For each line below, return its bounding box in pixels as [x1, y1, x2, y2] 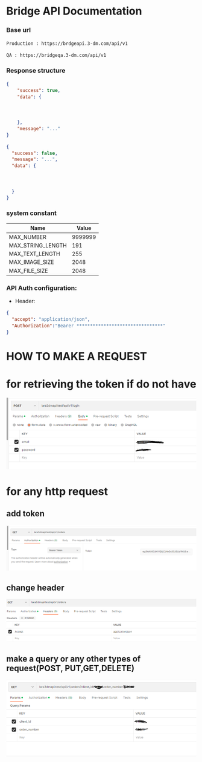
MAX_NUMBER [8, 233, 46, 240]
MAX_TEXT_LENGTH [8, 250, 60, 258]
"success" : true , [17, 87, 61, 93]
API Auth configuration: [6, 284, 77, 292]
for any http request [6, 485, 109, 499]
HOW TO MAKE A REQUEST [6, 350, 148, 364]
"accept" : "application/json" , [11, 317, 90, 323]
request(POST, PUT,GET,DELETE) [6, 663, 134, 674]
